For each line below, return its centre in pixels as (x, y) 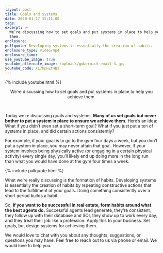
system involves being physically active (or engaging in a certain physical (78, 151)
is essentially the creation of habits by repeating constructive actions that (78, 185)
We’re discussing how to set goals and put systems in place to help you (81, 91)
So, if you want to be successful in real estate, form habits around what (78, 205)
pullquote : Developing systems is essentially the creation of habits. (79, 46)
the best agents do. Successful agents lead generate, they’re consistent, (78, 210)
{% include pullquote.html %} (34, 171)
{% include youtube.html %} (33, 82)
